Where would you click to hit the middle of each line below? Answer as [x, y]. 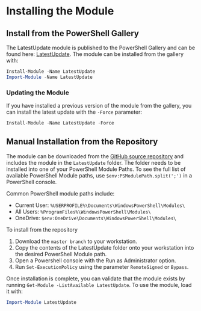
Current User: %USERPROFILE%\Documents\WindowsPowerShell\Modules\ [100, 205]
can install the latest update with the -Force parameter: [74, 112]
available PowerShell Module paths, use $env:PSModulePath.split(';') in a [99, 175]
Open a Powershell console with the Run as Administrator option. [95, 260]
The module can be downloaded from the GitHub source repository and [95, 156]
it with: [14, 291]
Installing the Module [60, 11]
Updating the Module [38, 93]
